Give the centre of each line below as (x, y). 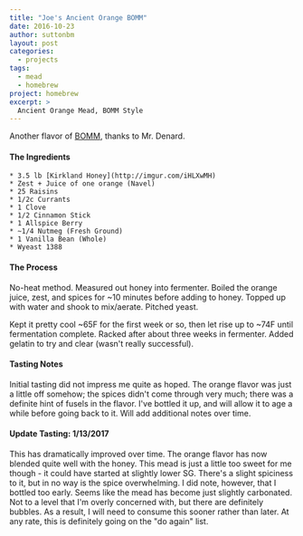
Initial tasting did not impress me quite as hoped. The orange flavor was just (151, 384)
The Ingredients (40, 157)
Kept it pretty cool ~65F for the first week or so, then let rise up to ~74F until (151, 324)
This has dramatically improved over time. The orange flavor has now (138, 455)
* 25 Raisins (34, 192)
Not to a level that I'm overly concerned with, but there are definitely (137, 502)
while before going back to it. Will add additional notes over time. (130, 413)
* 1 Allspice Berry (46, 224)
